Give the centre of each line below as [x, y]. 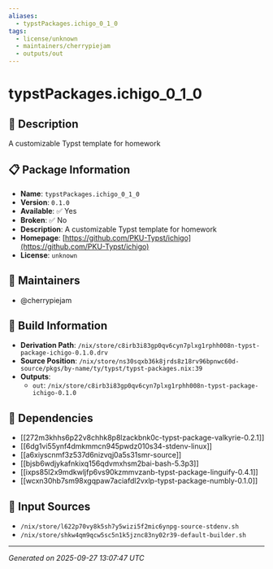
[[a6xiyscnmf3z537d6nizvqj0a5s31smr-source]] [101, 455]
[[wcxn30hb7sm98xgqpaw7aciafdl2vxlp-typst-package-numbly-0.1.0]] [139, 481]
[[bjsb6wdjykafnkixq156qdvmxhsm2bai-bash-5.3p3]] [109, 463]
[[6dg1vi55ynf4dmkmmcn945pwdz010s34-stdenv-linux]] [116, 446]
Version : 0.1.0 [45, 202]
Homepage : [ [43, 237]
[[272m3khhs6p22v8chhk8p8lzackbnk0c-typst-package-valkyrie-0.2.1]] [142, 438]
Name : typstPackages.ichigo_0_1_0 [80, 193]
